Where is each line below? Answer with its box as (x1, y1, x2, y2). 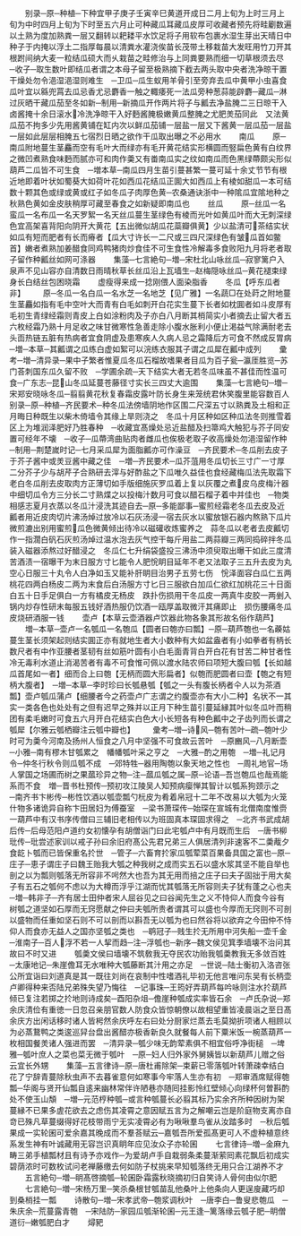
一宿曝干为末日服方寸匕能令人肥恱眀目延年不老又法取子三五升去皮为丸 (32, 556, 292, 567)
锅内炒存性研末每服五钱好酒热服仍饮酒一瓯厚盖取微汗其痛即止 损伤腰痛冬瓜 (9, 601, 292, 612)
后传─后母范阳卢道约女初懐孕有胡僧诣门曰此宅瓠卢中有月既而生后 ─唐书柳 (9, 825, 288, 836)
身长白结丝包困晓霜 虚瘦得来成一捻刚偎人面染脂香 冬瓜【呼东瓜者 (9, 277, 280, 287)
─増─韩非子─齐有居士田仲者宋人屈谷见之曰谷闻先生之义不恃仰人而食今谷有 (9, 892, 285, 903)
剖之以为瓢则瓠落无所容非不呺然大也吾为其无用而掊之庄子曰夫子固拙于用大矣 (9, 870, 292, 880)
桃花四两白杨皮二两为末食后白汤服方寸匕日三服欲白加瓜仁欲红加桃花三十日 (9, 579, 284, 589)
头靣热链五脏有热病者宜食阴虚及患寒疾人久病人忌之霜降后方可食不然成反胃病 (9, 332, 292, 343)
